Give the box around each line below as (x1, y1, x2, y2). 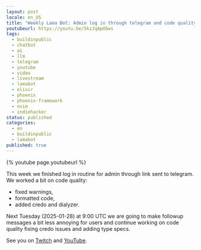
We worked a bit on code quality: (6, 176, 88, 184)
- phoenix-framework (11, 97, 63, 103)
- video (11, 70, 31, 76)
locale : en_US (6, 14, 42, 20)
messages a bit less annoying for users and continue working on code (6, 219, 179, 226)
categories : (6, 120, 36, 126)
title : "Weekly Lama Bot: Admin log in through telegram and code (6, 20, 175, 26)
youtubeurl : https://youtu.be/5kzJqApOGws (6, 25, 114, 32)
